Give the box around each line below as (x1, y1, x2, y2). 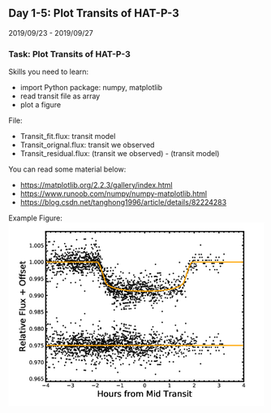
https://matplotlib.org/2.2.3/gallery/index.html (19, 180, 173, 190)
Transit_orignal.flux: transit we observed (19, 140, 155, 150)
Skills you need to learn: (8, 67, 89, 76)
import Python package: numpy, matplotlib (19, 83, 163, 93)
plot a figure (19, 100, 62, 110)
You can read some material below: (8, 164, 127, 174)
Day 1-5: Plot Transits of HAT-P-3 (8, 7, 180, 20)
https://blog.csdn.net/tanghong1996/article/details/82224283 (19, 198, 227, 207)
